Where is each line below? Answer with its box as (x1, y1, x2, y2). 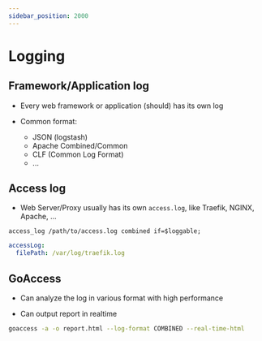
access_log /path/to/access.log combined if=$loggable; (8, 227, 201, 235)
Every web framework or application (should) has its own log (19, 101, 224, 110)
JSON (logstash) (32, 132, 88, 142)
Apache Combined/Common (32, 140, 128, 150)
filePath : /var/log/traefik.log (15, 249, 126, 257)
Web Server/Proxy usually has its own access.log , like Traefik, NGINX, (19, 203, 255, 213)
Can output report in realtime (19, 309, 118, 318)
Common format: (19, 116, 77, 126)
